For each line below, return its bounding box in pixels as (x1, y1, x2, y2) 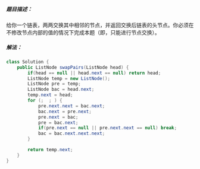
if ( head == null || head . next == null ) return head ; (27, 70, 161, 76)
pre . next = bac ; (37, 114, 79, 120)
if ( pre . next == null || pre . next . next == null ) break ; (37, 125, 177, 131)
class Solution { (6, 59, 49, 65)
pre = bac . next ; (37, 119, 79, 126)
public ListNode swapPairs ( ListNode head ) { (17, 64, 129, 71)
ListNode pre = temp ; (27, 81, 82, 87)
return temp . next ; (27, 147, 73, 153)
